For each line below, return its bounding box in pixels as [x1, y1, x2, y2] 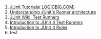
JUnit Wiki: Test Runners [9, 14, 60, 20]
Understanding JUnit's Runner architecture [9, 9, 97, 15]
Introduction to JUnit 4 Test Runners [9, 19, 83, 25]
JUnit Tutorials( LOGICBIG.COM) [9, 4, 75, 10]
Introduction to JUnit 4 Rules [9, 25, 67, 30]
